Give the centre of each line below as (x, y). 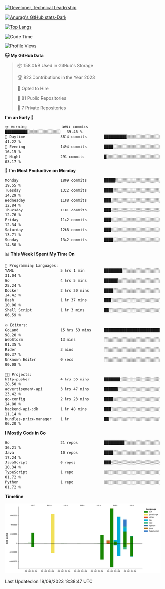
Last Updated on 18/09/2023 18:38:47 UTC (49, 581)
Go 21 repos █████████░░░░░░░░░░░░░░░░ (82, 443)
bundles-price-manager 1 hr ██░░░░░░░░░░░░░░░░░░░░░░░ (82, 419)
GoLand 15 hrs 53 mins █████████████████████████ (82, 330)
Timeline (14, 496)
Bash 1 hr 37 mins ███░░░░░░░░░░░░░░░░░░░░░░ (82, 300)
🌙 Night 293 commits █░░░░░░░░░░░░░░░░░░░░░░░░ (82, 157)
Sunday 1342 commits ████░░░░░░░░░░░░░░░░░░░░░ (82, 240)
